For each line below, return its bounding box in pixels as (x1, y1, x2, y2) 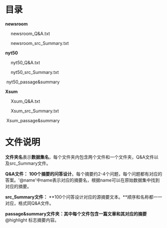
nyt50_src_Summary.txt (10, 69, 59, 75)
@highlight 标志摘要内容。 (5, 217, 59, 223)
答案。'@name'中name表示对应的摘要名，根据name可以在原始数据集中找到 (5, 177, 160, 183)
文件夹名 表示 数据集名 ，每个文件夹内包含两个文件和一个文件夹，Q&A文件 (5, 154, 155, 160)
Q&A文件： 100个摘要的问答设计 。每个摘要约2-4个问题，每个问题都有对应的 (5, 171, 163, 177)
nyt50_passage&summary (6, 79, 60, 85)
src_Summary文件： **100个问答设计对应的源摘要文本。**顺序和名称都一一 (5, 194, 163, 200)
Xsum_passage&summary (6, 117, 60, 123)
